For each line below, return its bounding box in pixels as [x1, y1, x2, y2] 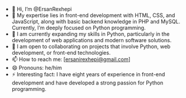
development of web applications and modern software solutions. [11, 37, 172, 43]
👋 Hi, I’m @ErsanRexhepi [11, 6, 72, 12]
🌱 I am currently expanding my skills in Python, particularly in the [11, 31, 170, 38]
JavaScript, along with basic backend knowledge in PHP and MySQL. [11, 18, 181, 25]
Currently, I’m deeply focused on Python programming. [11, 24, 146, 31]
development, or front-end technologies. [11, 49, 111, 56]
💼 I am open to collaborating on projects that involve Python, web [11, 43, 171, 50]
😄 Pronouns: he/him [11, 65, 62, 71]
